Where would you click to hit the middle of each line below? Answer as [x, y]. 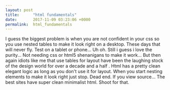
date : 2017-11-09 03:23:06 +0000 [48, 19]
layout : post [19, 10]
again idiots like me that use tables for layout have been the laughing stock [84, 61]
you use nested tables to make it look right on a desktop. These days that [83, 44]
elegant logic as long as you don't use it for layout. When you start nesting [84, 72]
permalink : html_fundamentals [39, 24]
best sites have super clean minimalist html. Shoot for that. [67, 82]
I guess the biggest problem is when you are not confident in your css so [82, 39]
